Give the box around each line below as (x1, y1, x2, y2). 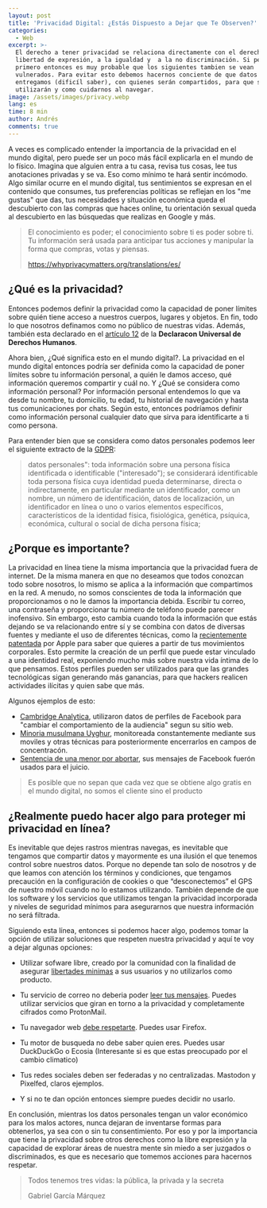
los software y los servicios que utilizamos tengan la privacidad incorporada (8, 893, 257, 903)
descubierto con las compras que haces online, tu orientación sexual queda (8, 203, 257, 213)
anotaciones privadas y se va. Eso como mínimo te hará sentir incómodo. (8, 169, 248, 179)
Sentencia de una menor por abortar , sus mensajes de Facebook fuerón (19, 754, 256, 764)
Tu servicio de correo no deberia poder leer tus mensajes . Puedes (19, 990, 237, 1000)
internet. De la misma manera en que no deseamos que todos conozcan (8, 571, 244, 581)
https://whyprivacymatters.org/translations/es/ (27, 259, 181, 269)
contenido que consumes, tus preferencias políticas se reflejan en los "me (8, 186, 252, 196)
